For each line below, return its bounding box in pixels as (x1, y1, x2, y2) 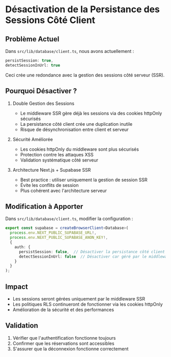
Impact (5, 282, 28, 291)
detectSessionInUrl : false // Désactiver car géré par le (18, 254, 147, 259)
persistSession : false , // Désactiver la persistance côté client (18, 249, 165, 254)
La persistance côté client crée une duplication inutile (20, 121, 133, 127)
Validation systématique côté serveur (20, 157, 98, 163)
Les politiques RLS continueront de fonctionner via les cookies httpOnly (12, 301, 163, 307)
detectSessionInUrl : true (5, 63, 60, 68)
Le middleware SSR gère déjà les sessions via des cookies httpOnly (20, 110, 162, 116)
